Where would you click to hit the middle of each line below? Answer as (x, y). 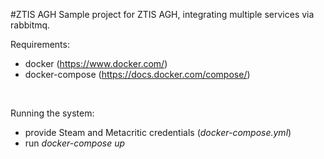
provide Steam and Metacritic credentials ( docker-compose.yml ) (158, 132)
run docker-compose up (75, 143)
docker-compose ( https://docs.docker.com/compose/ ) (137, 74)
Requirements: (40, 44)
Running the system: (52, 113)
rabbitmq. (30, 25)
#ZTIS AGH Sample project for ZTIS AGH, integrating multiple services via (162, 14)
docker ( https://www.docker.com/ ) (96, 63)
